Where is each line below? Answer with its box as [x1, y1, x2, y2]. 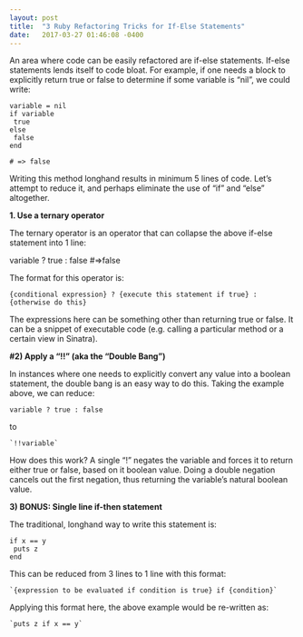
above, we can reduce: [9, 388, 95, 399]
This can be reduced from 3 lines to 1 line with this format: [9, 569, 227, 580]
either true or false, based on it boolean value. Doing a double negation [9, 464, 276, 475]
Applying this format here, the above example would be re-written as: [9, 602, 269, 613]
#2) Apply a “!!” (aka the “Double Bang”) [9, 351, 166, 362]
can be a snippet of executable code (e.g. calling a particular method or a [9, 323, 284, 334]
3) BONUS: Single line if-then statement [9, 502, 163, 513]
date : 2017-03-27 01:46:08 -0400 [9, 30, 144, 39]
